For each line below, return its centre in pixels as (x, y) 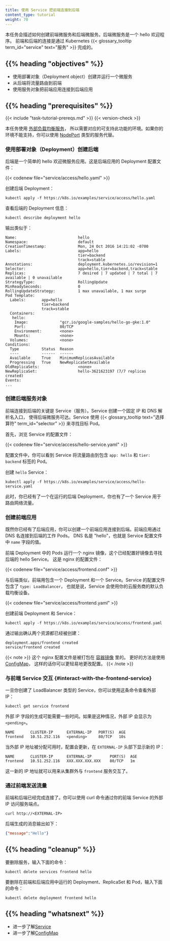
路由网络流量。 (21, 503)
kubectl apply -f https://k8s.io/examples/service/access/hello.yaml (80, 198)
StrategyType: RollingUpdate (57, 282)
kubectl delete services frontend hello (49, 872)
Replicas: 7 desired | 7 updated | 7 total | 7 (81, 273)
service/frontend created (32, 647)
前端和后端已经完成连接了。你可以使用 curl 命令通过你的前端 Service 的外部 (84, 798)
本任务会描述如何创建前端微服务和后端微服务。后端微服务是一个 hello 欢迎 (83, 35)
